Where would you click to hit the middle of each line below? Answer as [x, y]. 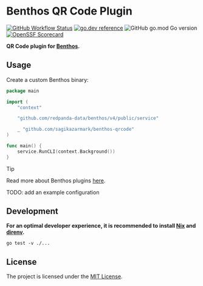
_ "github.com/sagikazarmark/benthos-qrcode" [76, 129]
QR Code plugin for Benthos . [43, 46]
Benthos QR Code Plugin [69, 11]
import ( [17, 102]
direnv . [15, 232]
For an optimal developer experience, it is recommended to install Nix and [101, 226]
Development [33, 211]
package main [23, 91]
